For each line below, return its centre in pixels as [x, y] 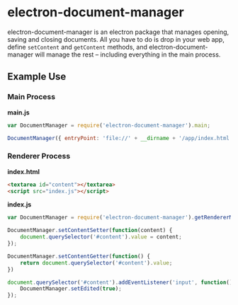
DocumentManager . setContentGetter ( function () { [79, 256]
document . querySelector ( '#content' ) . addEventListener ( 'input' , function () [120, 282]
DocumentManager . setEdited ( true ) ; [71, 289]
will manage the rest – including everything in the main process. [128, 54]
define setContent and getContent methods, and [77, 47]
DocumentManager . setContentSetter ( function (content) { [90, 231]
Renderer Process [39, 156]
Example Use [37, 77]
